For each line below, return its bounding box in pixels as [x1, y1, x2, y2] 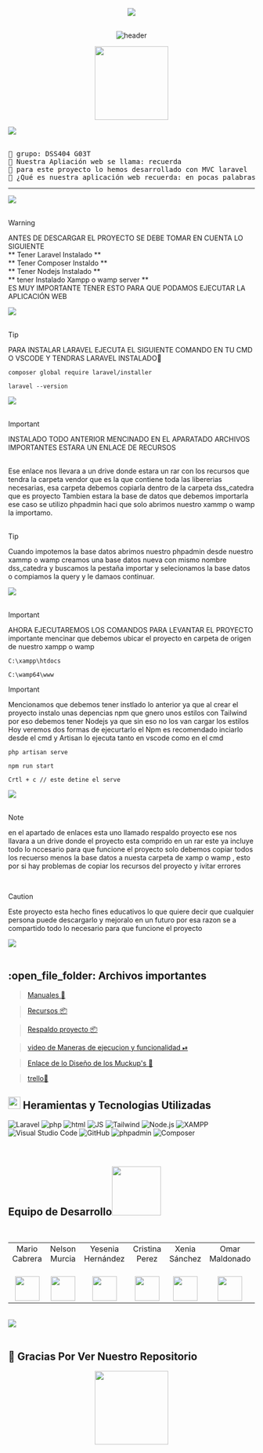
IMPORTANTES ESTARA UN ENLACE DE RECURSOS [8, 443, 176, 452]
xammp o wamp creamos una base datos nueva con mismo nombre [8, 555, 227, 564]
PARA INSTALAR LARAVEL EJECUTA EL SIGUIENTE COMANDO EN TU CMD [8, 345, 253, 354]
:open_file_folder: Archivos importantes [8, 969, 207, 983]
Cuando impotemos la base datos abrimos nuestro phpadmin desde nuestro [8, 547, 254, 556]
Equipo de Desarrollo [8, 1205, 113, 1219]
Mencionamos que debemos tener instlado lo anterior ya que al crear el [8, 700, 239, 709]
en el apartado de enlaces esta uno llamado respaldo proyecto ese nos [8, 828, 237, 837]
